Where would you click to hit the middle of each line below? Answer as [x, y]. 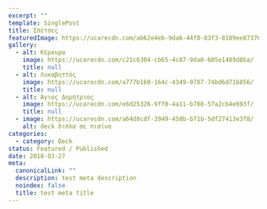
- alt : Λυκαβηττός [46, 75]
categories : [28, 134]
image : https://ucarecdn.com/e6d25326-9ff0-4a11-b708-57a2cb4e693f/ [138, 104]
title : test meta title [54, 193]
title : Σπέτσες [33, 30]
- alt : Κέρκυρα [41, 52]
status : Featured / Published [58, 149]
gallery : [23, 45]
